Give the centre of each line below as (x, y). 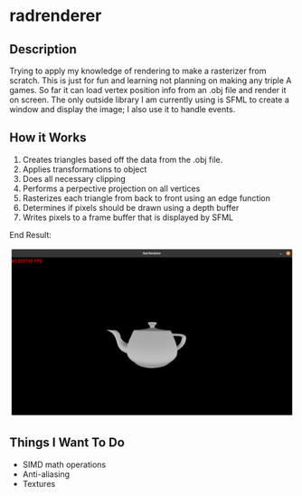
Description (43, 49)
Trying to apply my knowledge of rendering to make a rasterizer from (138, 71)
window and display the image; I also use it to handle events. (123, 109)
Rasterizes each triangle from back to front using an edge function (146, 198)
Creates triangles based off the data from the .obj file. (123, 159)
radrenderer (56, 16)
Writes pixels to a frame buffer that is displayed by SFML (127, 217)
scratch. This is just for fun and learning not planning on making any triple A (151, 81)
